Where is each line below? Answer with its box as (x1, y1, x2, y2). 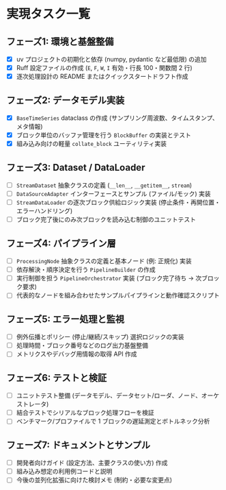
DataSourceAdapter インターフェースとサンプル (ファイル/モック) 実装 (16, 190, 211, 198)
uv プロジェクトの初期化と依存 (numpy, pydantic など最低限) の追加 (16, 56, 207, 63)
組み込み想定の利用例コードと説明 (16, 467, 113, 476)
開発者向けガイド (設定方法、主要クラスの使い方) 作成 (16, 458, 168, 467)
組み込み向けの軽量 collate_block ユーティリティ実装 (16, 140, 167, 148)
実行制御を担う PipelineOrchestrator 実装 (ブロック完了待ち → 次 (16, 274, 202, 282)
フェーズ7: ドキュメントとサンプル (6, 439, 151, 451)
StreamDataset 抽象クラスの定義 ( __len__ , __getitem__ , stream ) (16, 181, 193, 189)
